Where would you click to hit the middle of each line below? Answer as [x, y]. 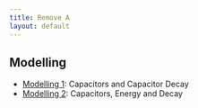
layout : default [39, 26]
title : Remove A [39, 18]
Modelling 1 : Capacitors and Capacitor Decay [106, 84]
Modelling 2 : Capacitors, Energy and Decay [103, 94]
